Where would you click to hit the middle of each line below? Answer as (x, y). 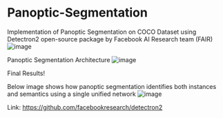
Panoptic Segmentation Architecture (59, 59)
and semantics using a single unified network (71, 94)
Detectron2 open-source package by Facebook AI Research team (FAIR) (110, 39)
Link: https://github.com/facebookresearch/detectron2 (85, 107)
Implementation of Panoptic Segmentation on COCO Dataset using (102, 32)
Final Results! (26, 73)
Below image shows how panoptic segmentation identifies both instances (112, 86)
